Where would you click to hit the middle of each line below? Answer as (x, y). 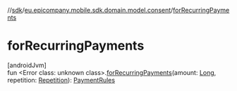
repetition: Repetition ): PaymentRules (61, 80)
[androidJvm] (27, 65)
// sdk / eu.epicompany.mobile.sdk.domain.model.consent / (90, 10)
